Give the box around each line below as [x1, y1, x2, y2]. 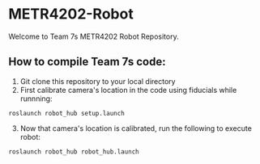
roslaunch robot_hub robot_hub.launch [8, 147, 139, 156]
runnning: [19, 94, 53, 103]
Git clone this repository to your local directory [19, 76, 176, 86]
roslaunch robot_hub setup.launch [8, 109, 126, 117]
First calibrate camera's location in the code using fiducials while [19, 85, 237, 95]
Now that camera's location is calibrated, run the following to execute [19, 123, 253, 133]
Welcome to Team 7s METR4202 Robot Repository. [8, 32, 180, 41]
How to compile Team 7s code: [8, 55, 166, 69]
